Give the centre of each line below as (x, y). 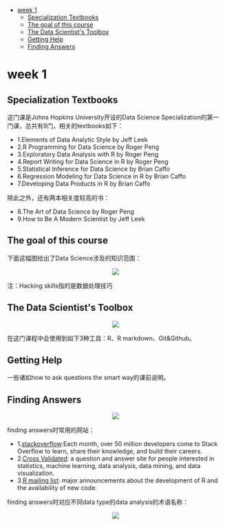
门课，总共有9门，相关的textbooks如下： (65, 126)
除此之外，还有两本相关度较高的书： (58, 198)
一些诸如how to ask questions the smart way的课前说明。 (88, 378)
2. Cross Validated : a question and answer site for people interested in (116, 458)
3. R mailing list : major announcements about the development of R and (117, 481)
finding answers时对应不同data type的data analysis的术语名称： (98, 502)
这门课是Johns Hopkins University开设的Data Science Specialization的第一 (113, 117)
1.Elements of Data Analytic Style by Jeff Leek (82, 140)
